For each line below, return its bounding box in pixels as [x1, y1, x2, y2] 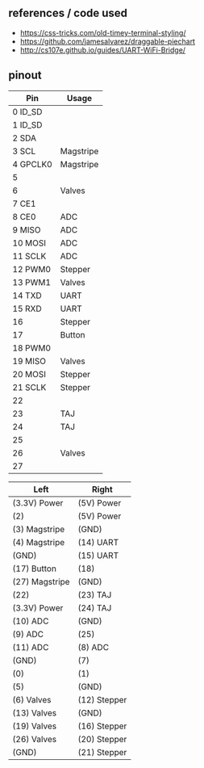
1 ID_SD [12, 119, 43, 130]
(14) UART [77, 536, 119, 548]
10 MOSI [12, 237, 47, 249]
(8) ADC [77, 641, 110, 653]
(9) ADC [12, 628, 44, 640]
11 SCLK [12, 250, 47, 262]
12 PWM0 [12, 263, 51, 275]
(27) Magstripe [12, 576, 70, 587]
